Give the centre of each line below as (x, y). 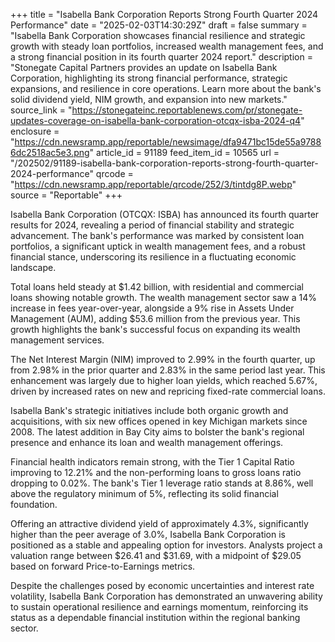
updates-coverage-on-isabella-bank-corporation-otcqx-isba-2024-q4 (156, 120)
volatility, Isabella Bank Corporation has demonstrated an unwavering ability (166, 596)
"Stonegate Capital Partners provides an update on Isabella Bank (144, 67)
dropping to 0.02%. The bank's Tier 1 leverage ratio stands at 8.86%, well (162, 483)
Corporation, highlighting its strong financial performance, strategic (149, 78)
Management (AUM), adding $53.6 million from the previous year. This (155, 318)
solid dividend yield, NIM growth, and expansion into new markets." (149, 99)
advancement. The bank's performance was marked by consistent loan (157, 235)
